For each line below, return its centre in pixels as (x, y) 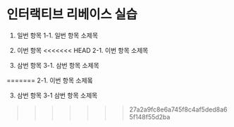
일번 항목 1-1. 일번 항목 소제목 (57, 35)
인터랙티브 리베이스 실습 (72, 14)
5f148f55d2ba (150, 116)
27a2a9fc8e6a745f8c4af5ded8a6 (178, 109)
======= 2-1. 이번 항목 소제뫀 (50, 80)
